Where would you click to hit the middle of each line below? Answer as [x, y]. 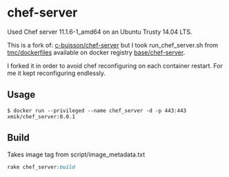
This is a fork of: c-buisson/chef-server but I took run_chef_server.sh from [113, 45]
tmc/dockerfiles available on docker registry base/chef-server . [96, 52]
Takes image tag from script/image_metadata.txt [76, 154]
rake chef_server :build [41, 167]
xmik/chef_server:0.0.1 [41, 116]
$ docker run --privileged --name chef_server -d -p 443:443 [97, 111]
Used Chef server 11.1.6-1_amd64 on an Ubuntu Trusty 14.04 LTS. [100, 32]
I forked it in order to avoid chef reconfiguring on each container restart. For [115, 65]
